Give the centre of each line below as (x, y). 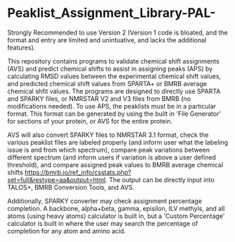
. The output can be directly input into (160, 180)
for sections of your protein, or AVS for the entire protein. (90, 121)
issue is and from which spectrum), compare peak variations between (108, 150)
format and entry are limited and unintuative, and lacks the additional (107, 40)
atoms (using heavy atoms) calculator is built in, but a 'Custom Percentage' (116, 216)
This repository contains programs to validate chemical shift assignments (113, 61)
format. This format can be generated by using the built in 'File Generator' (114, 114)
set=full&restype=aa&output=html (57, 180)
